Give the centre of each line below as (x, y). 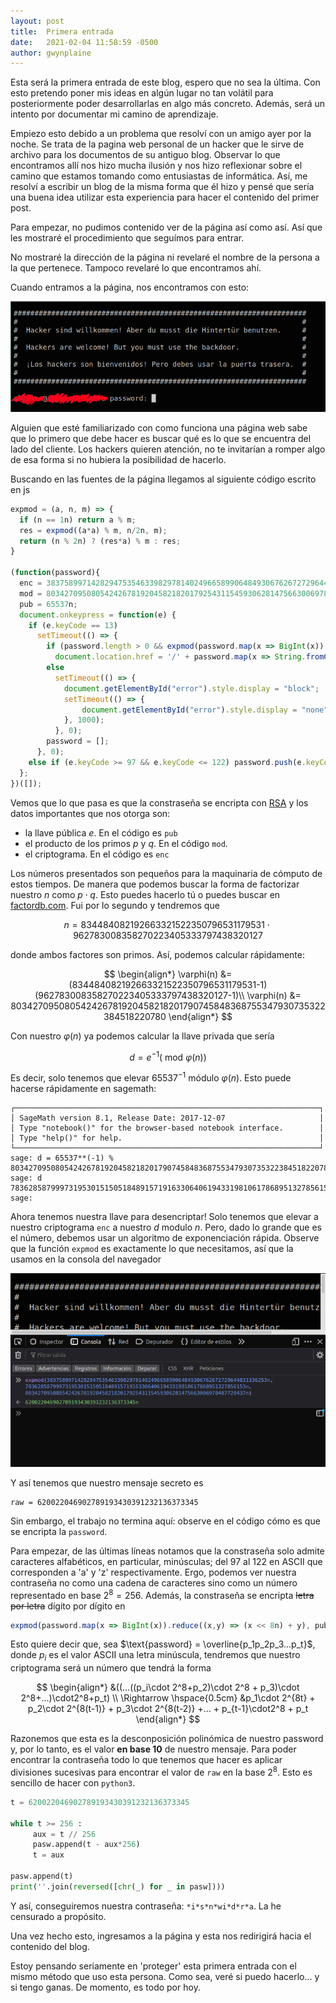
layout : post (37, 21)
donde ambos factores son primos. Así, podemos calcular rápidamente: (157, 954)
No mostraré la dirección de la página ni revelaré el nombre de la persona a (165, 257)
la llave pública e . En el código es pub (101, 832)
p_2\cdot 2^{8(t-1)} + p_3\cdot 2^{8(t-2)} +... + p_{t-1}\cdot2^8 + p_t (168, 1709)
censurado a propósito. (58, 1916)
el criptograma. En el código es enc (97, 854)
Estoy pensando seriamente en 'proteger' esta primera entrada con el (153, 1966)
